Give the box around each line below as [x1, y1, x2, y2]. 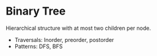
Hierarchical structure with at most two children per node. [5, 24, 151, 32]
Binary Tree [5, 4, 66, 18]
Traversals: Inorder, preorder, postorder [14, 36, 114, 43]
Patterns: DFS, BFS [14, 43, 63, 50]
